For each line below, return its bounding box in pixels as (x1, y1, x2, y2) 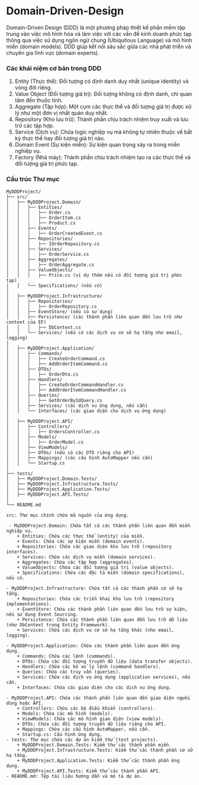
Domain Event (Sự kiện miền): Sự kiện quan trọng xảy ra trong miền (14, 141, 181, 149)
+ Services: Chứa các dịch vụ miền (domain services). (17, 554, 156, 560)
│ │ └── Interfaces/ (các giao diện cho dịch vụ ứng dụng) (6, 407, 167, 414)
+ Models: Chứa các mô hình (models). (17, 710, 113, 716)
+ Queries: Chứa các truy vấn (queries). (17, 669, 121, 675)
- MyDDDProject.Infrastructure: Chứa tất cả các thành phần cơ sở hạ (6, 585, 183, 591)
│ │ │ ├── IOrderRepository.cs (6, 240, 100, 247)
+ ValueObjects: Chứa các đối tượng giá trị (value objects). (17, 564, 175, 570)
